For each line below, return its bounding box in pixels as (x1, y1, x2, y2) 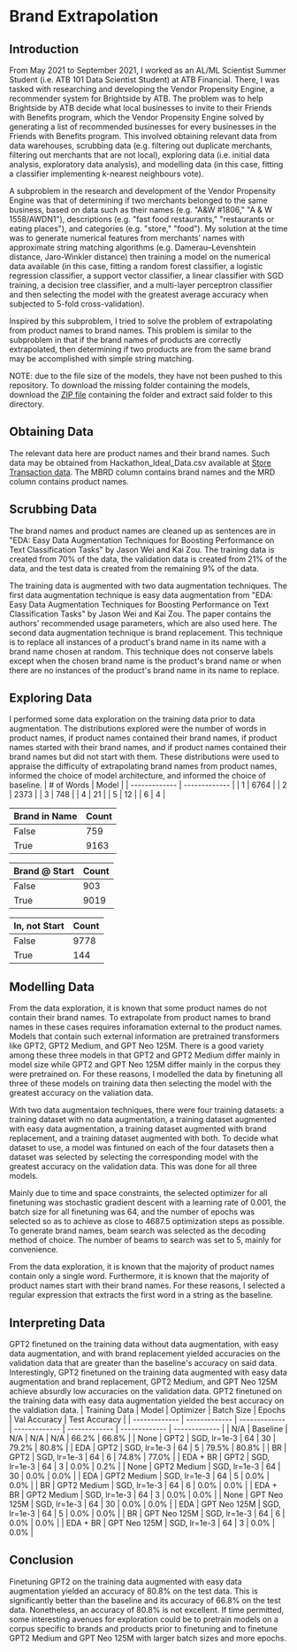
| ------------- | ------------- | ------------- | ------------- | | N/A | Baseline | (9, 1423, 288, 1434)
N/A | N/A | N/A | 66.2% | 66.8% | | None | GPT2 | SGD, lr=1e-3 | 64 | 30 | (9, 1433, 277, 1444)
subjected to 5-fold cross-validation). (9, 299, 145, 309)
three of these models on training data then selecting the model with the (9, 1078, 272, 1089)
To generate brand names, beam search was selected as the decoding (9, 1225, 267, 1237)
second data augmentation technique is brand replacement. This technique (9, 627, 283, 638)
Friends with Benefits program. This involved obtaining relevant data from (9, 131, 277, 141)
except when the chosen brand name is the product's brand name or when (9, 655, 282, 666)
